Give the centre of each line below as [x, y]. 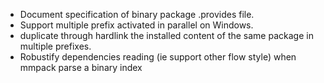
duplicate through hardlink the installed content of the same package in [166, 35]
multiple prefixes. [55, 46]
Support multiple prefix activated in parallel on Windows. [136, 25]
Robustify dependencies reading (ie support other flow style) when [158, 57]
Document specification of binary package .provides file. [137, 14]
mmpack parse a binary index [81, 67]
